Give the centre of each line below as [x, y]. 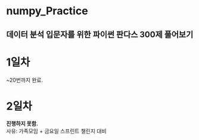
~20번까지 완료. [25, 80]
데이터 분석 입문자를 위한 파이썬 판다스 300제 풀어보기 [100, 34]
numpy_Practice [47, 11]
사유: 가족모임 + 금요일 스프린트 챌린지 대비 [56, 131]
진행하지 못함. [22, 124]
